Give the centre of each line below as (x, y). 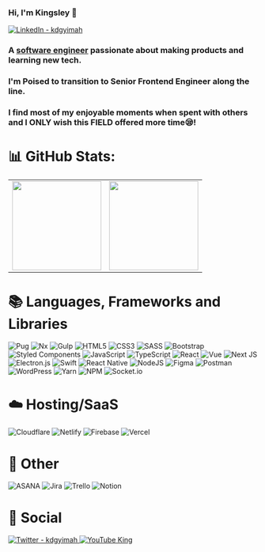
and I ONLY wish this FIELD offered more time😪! (102, 123)
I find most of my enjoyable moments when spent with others (128, 112)
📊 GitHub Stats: (62, 157)
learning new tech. (45, 60)
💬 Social (35, 518)
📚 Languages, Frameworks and (115, 302)
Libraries (38, 324)
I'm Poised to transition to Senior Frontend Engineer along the (129, 81)
